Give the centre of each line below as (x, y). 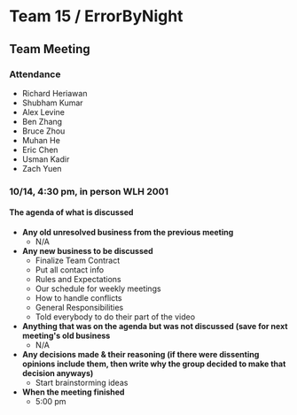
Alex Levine (43, 111)
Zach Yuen (42, 168)
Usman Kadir (46, 159)
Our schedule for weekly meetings (98, 288)
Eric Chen (40, 150)
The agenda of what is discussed (71, 212)
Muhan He (41, 140)
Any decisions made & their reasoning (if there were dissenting (141, 354)
